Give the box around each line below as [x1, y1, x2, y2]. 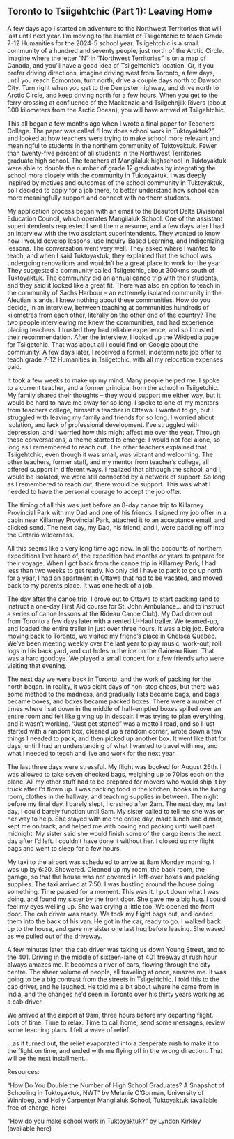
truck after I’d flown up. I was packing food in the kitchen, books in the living [7, 784, 226, 793]
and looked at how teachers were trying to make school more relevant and [7, 134, 221, 142]
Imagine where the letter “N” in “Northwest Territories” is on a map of [7, 54, 207, 62]
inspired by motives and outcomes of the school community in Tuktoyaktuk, [7, 178, 225, 187]
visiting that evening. [7, 661, 68, 669]
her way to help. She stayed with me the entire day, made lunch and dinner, [7, 814, 224, 823]
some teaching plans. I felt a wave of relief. [7, 1025, 131, 1034]
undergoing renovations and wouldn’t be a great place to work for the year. [7, 258, 223, 267]
